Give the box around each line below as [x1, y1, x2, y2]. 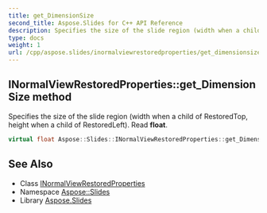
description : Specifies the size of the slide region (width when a [8, 26, 240, 34]
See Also [8, 157, 53, 171]
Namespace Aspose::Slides [19, 187, 110, 196]
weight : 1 [8, 41, 41, 49]
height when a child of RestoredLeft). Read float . [8, 120, 168, 130]
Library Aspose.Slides [19, 196, 92, 205]
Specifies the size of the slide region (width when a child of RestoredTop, [8, 111, 249, 121]
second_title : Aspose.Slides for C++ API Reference [8, 19, 183, 27]
